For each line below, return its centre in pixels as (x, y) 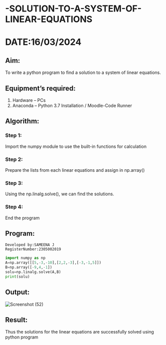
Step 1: (13, 135)
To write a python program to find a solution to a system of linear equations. (83, 72)
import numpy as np (25, 258)
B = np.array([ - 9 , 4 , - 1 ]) (29, 268)
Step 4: (14, 207)
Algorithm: (22, 121)
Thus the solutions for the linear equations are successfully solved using (80, 332)
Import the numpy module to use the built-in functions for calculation (76, 146)
